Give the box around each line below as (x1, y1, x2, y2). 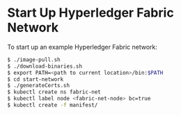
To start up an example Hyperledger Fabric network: (7, 43, 158, 51)
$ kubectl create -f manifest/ (7, 102, 98, 109)
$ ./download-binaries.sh (7, 63, 82, 70)
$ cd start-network (7, 75, 64, 83)
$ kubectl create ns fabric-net (7, 89, 101, 95)
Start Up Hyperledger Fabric (7, 5, 174, 21)
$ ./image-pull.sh (7, 56, 61, 63)
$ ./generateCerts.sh (7, 82, 70, 89)
